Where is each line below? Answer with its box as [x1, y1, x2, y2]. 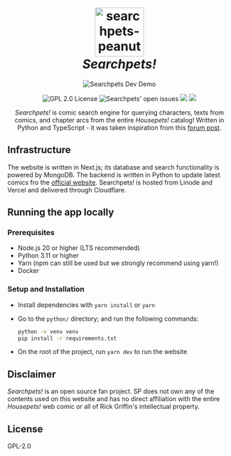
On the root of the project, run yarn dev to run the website [17, 348, 188, 356]
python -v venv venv [17, 328, 79, 335]
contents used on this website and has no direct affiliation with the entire [7, 395, 220, 403]
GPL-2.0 [7, 442, 32, 450]
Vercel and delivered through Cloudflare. [7, 185, 127, 194]
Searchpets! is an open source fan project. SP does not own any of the [7, 387, 215, 395]
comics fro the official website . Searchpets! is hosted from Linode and [7, 178, 213, 187]
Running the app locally [7, 207, 114, 219]
